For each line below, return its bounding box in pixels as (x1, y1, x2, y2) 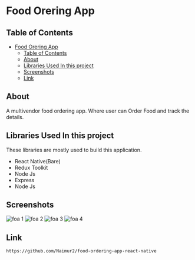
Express (14, 176, 35, 183)
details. (6, 113, 24, 120)
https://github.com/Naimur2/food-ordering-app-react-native (6, 248, 157, 254)
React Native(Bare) (14, 157, 61, 164)
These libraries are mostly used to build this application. (6, 146, 142, 153)
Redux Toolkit (14, 164, 48, 171)
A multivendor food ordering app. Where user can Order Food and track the (6, 107, 190, 114)
